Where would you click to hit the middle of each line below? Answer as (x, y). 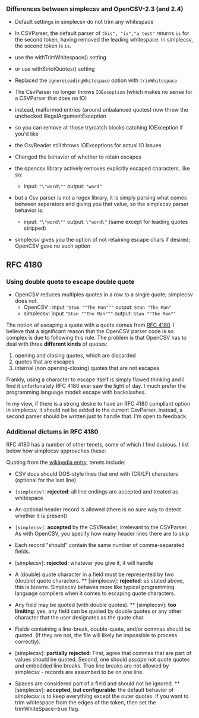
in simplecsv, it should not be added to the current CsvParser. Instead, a (94, 410)
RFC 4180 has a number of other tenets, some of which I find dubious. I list (97, 445)
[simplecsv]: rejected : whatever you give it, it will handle (84, 563)
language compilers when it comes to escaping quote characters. (95, 593)
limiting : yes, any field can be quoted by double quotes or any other (98, 611)
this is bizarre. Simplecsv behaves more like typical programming (94, 587)
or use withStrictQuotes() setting (55, 69)
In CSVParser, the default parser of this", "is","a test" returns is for (102, 33)
